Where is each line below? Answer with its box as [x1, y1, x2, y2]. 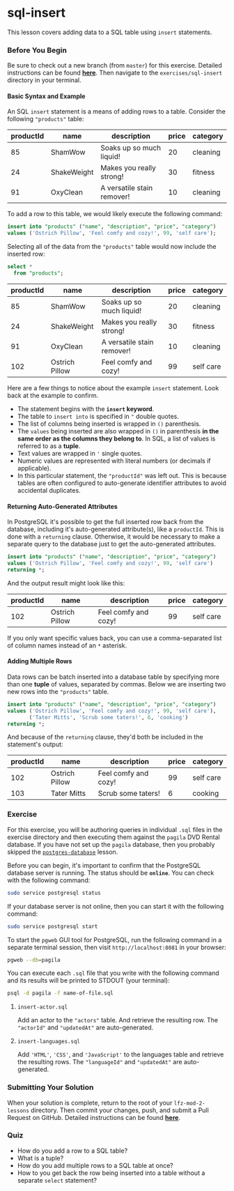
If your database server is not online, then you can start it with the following [7, 902, 224, 910]
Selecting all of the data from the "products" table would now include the [7, 243, 217, 251]
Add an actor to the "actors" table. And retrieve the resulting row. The [17, 1016, 218, 1024]
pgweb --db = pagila [7, 956, 61, 963]
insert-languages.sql [17, 1038, 80, 1045]
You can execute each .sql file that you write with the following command [7, 969, 219, 977]
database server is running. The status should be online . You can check [7, 868, 214, 877]
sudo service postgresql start [7, 923, 98, 930]
